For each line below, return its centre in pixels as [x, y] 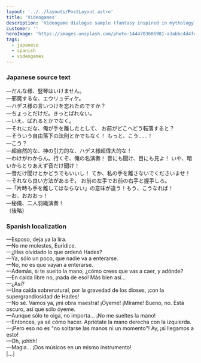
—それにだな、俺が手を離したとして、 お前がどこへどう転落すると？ [90, 128]
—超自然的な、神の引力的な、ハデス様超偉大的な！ [69, 151]
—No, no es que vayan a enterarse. [50, 265]
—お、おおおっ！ [27, 196]
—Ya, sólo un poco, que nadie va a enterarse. [62, 258]
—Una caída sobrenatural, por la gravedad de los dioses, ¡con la [85, 290]
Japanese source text [38, 77]
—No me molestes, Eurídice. [41, 246]
